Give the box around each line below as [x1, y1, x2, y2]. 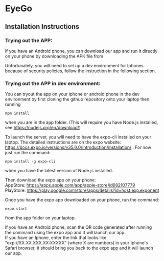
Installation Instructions [5, 22, 80, 31]
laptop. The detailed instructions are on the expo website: [5, 140, 121, 145]
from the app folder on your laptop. [5, 215, 76, 221]
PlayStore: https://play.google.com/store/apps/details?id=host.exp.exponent [5, 187, 159, 193]
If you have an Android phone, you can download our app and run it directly [5, 48, 158, 54]
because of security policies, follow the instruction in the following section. [5, 68, 156, 74]
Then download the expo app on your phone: [5, 177, 96, 183]
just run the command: [5, 150, 50, 156]
